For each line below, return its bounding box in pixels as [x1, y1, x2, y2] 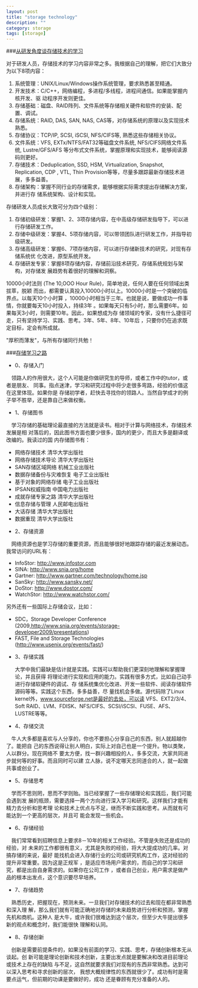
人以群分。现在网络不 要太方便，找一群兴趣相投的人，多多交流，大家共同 [6, 750, 183, 757]
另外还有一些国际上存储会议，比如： [6, 603, 94, 610]
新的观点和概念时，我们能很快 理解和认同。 [6, 921, 111, 928]
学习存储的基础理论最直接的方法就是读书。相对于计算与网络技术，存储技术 [11, 421, 192, 428]
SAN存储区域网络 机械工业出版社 [14, 464, 94, 471]
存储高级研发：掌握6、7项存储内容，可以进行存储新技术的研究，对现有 [14, 246, 187, 253]
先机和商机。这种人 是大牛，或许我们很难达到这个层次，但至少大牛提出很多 [6, 914, 189, 921]
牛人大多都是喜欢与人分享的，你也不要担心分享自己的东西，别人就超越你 [11, 735, 187, 742]
